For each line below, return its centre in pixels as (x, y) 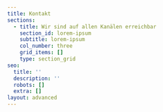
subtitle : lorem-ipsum (52, 40)
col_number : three (46, 46)
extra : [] (27, 91)
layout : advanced (32, 98)
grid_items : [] (42, 53)
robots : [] (29, 85)
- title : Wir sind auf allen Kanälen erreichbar (85, 26)
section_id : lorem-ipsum (55, 33)
